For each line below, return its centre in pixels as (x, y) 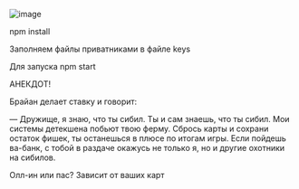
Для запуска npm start (53, 66)
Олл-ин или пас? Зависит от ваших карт (87, 175)
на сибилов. (33, 157)
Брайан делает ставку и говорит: (73, 101)
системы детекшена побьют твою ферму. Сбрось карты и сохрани (139, 128)
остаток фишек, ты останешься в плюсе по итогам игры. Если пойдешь (148, 138)
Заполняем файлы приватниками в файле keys (100, 49)
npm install (30, 31)
